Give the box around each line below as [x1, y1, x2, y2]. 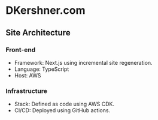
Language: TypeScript [14, 65, 69, 73]
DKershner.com [5, 4, 86, 17]
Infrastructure [5, 86, 48, 95]
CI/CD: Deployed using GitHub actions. [14, 107, 111, 114]
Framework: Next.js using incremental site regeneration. [14, 59, 153, 66]
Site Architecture [5, 28, 71, 38]
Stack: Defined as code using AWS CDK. [14, 100, 115, 108]
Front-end [5, 46, 36, 54]
